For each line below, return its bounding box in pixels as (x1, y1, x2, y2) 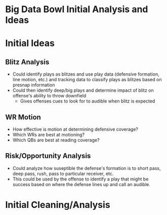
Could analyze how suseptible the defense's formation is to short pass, (12, 165, 161, 171)
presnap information (12, 82, 55, 88)
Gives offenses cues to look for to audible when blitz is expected (20, 98, 155, 104)
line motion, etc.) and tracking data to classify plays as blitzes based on (12, 77, 162, 83)
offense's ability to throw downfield (12, 93, 87, 99)
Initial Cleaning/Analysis (5, 199, 110, 210)
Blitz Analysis (5, 57, 50, 66)
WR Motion (5, 113, 41, 121)
